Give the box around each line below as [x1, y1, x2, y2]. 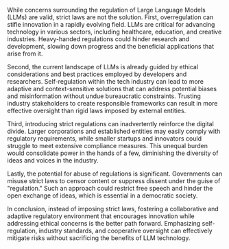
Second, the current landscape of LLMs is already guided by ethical [7, 63, 199, 71]
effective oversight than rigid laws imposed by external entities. [7, 106, 186, 115]
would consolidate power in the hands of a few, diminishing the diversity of [7, 149, 219, 157]
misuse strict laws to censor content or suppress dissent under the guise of [7, 177, 221, 185]
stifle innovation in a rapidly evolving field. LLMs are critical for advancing [7, 21, 215, 28]
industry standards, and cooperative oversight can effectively [38, 226, 213, 235]
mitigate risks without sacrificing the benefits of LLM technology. [7, 234, 191, 242]
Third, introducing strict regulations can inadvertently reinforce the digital [7, 120, 214, 128]
